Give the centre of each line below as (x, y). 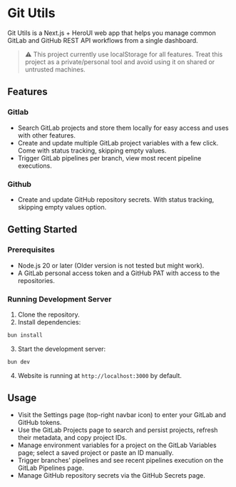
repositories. (36, 280)
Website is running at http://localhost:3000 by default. (99, 375)
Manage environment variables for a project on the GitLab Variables (117, 445)
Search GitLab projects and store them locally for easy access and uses (123, 128)
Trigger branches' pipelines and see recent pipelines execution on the (120, 461)
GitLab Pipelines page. (51, 468)
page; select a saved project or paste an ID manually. (96, 453)
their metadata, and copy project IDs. (72, 438)
